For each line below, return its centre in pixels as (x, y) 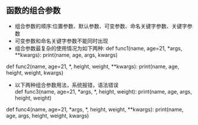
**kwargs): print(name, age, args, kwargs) (66, 55)
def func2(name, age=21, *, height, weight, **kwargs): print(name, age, (92, 66)
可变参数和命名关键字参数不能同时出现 (61, 41)
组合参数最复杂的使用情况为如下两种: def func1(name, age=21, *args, (98, 48)
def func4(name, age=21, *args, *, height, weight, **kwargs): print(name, (95, 109)
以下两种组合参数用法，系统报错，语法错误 (66, 85)
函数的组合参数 (33, 11)
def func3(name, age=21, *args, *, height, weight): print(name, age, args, (103, 91)
